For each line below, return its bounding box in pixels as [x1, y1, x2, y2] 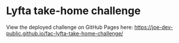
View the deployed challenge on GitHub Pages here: [6, 24, 134, 31]
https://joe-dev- [134, 24, 173, 31]
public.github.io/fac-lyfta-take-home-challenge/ [6, 29, 123, 37]
